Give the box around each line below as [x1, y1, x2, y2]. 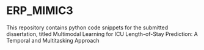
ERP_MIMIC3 [6, 4, 73, 18]
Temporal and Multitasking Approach [6, 37, 100, 44]
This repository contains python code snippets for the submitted [6, 24, 169, 31]
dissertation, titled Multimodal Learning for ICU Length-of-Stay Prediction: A [6, 30, 199, 37]
